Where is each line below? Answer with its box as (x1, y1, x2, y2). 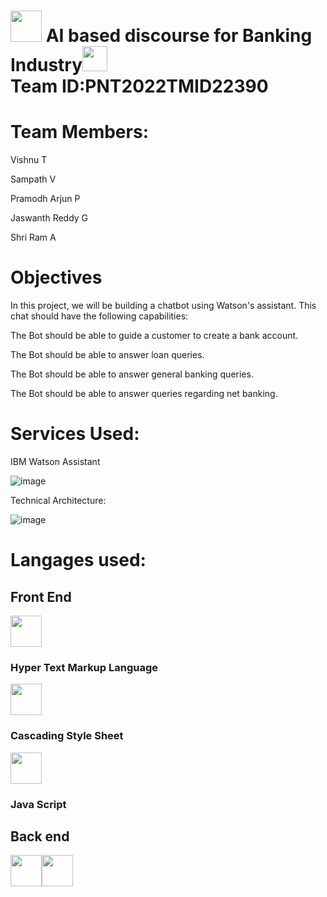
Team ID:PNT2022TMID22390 (10, 75, 269, 98)
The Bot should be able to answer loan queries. (10, 349, 205, 361)
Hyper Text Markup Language (10, 660, 159, 674)
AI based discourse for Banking (45, 25, 313, 47)
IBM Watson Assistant (10, 456, 101, 467)
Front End (10, 588, 72, 605)
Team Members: (10, 121, 149, 144)
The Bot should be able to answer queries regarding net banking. (10, 388, 278, 400)
